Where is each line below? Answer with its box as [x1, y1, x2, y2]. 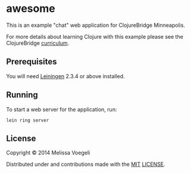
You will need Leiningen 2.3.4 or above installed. [6, 72, 125, 79]
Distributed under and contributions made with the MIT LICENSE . [6, 160, 165, 168]
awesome [6, 2, 55, 16]
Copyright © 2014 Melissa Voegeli [6, 149, 90, 156]
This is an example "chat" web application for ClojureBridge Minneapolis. [6, 21, 186, 29]
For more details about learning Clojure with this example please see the [6, 33, 183, 40]
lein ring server [6, 117, 49, 123]
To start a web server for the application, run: [6, 106, 117, 113]
